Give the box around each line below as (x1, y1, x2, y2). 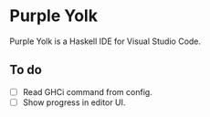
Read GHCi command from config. (22, 86, 152, 97)
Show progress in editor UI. (22, 97, 126, 108)
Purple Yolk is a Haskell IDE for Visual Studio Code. (9, 36, 202, 47)
